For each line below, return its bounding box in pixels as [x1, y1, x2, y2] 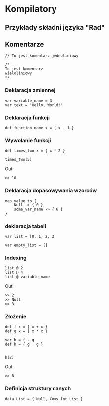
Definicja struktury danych [5, 385, 71, 392]
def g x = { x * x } [5, 329, 48, 334]
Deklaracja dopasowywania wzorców [5, 187, 97, 194]
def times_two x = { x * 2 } [5, 148, 65, 153]
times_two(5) [5, 157, 32, 162]
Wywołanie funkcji [5, 137, 51, 144]
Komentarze [5, 40, 44, 48]
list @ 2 [5, 266, 23, 271]
